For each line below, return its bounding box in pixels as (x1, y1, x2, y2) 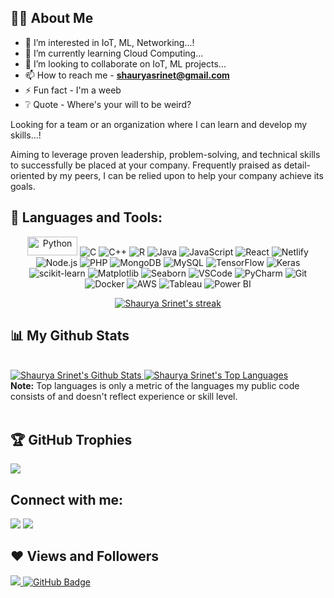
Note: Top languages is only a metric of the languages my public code (10, 380, 300, 392)
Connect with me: (10, 491, 124, 508)
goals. (10, 180, 36, 192)
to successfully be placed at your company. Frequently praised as (10, 159, 282, 171)
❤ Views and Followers (10, 548, 160, 565)
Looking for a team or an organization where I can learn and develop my (10, 118, 308, 130)
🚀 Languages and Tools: (10, 209, 163, 226)
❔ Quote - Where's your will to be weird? (24, 98, 192, 110)
